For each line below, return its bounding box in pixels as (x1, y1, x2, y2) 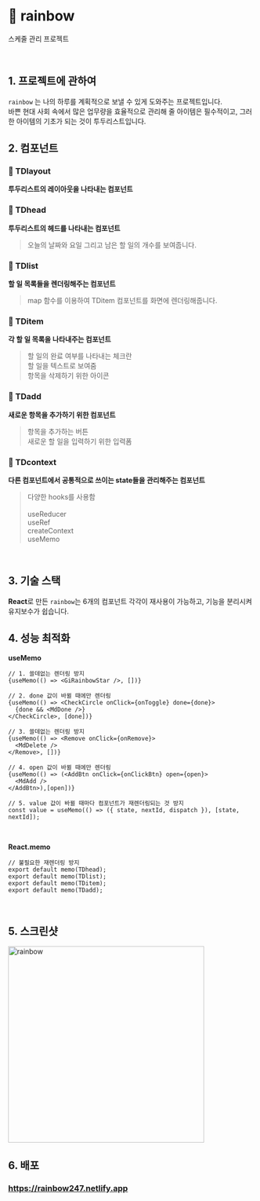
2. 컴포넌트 (8, 141, 59, 156)
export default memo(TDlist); (8, 872, 107, 881)
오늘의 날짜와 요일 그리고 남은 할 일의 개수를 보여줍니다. (27, 240, 197, 250)
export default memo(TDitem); (8, 879, 107, 887)
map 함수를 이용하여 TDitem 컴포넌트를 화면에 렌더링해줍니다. (27, 296, 218, 306)
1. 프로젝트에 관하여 (8, 75, 96, 88)
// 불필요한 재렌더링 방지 (8, 859, 80, 866)
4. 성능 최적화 (8, 632, 70, 645)
